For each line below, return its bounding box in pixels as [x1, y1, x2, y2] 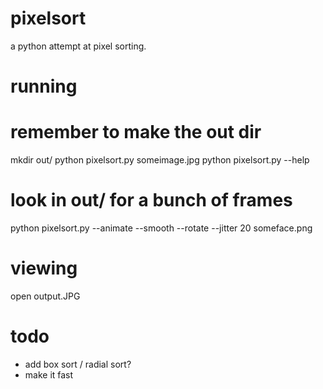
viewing [10, 257, 78, 280]
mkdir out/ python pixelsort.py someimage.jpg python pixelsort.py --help [10, 154, 310, 166]
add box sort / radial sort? [24, 358, 132, 370]
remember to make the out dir [10, 121, 262, 144]
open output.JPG [10, 290, 81, 302]
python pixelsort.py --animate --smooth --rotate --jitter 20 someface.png [10, 222, 313, 234]
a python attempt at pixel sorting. [10, 40, 147, 52]
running [10, 75, 78, 98]
